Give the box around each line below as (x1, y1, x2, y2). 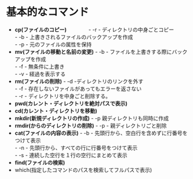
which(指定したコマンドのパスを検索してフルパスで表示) (14, 166, 152, 173)
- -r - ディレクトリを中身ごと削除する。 (14, 92, 111, 99)
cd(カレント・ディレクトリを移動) (14, 107, 97, 114)
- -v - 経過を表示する (14, 70, 66, 77)
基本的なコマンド (6, 5, 90, 19)
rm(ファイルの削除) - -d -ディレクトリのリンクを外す (14, 77, 143, 84)
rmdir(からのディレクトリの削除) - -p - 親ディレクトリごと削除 (14, 122, 167, 129)
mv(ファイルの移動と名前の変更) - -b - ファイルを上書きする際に (14, 48, 172, 55)
